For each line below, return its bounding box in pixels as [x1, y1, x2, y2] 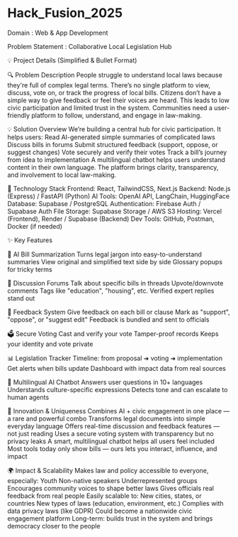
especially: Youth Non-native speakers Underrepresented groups [7, 476, 198, 484]
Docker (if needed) [7, 222, 62, 230]
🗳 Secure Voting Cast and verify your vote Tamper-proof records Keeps [7, 329, 219, 338]
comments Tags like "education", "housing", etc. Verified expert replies [7, 286, 215, 295]
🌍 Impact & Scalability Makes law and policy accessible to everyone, [7, 466, 209, 474]
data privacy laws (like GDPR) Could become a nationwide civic [7, 506, 193, 515]
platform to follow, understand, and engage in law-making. [31, 111, 202, 119]
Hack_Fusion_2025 [7, 5, 123, 21]
